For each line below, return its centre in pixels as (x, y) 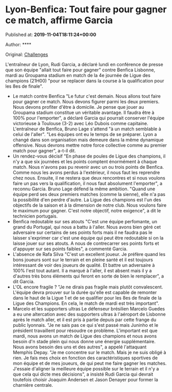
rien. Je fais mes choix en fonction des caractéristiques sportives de (85, 358)
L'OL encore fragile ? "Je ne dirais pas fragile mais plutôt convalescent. (88, 287)
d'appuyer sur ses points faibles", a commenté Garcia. (70, 249)
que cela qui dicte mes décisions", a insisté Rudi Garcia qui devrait (83, 374)
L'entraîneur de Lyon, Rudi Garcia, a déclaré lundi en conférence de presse (84, 64)
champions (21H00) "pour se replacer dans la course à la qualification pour (85, 81)
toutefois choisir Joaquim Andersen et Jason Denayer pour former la (85, 379)
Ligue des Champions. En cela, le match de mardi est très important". (86, 303)
